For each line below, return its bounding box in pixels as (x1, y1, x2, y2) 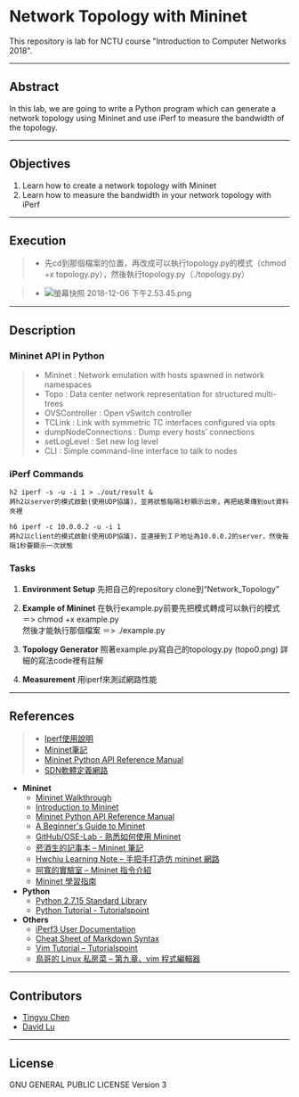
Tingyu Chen (21, 1012, 70, 1023)
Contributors (9, 988, 83, 1003)
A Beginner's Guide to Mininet (35, 821, 146, 831)
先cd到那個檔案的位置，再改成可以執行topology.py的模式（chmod (44, 258, 287, 268)
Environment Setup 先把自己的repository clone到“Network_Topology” (21, 583, 280, 594)
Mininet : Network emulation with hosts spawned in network (44, 370, 265, 381)
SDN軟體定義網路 (44, 765, 109, 776)
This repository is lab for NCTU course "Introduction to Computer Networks (9, 36, 287, 46)
